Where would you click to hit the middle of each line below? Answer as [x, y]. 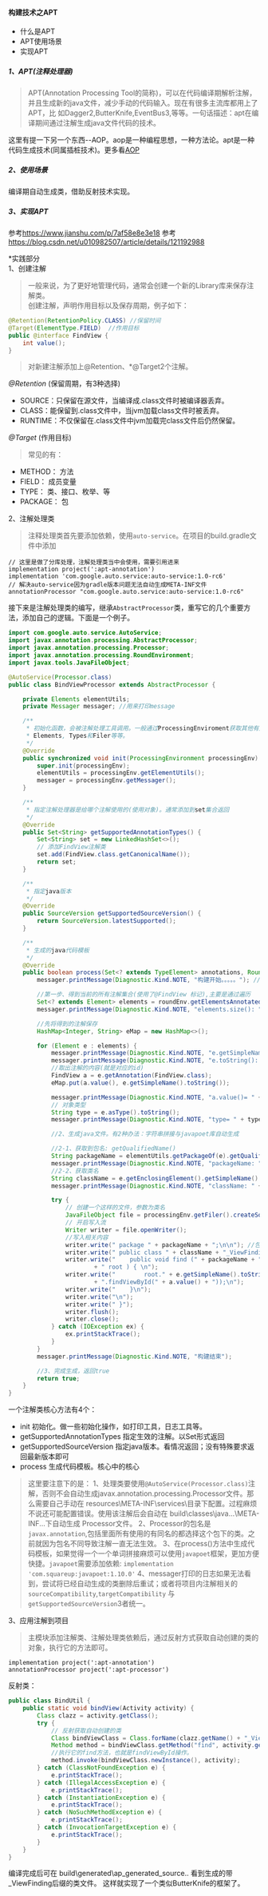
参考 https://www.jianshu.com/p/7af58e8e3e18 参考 [93, 233]
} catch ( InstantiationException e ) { [101, 1798]
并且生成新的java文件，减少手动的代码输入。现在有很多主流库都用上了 [143, 103]
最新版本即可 [48, 1457]
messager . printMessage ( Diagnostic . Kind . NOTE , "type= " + [148, 1120]
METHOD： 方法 [47, 471]
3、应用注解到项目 [39, 1621]
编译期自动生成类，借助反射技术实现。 [71, 191]
